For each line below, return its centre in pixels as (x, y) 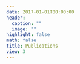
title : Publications (32, 46)
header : (16, 18)
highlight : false (28, 35)
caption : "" (27, 23)
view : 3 (16, 52)
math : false (21, 40)
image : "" (24, 29)
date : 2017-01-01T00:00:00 (40, 12)
